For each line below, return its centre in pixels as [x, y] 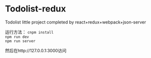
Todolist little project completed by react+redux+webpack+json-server [75, 22]
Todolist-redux [36, 9]
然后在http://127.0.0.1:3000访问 [36, 50]
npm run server [20, 41]
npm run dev [17, 37]
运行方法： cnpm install [29, 32]
